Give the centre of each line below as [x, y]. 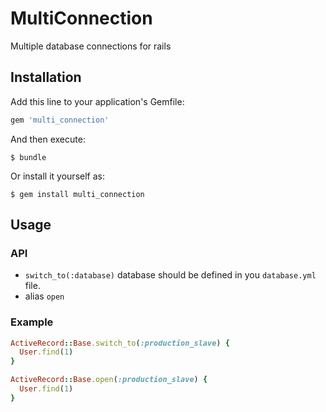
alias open [44, 296]
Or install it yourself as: [57, 176]
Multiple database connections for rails [91, 46]
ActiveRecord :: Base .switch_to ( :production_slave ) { [120, 343]
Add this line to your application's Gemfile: [97, 101]
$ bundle [28, 157]
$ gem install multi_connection [77, 194]
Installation [46, 77]
